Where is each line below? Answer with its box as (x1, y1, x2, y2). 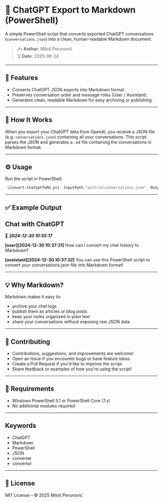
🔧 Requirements (5, 385, 54, 393)
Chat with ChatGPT (5, 220, 65, 228)
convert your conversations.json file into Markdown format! (5, 262, 124, 268)
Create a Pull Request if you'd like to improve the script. (12, 361, 124, 367)
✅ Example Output (5, 203, 62, 212)
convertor (12, 461, 32, 466)
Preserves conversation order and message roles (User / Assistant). (12, 92, 148, 98)
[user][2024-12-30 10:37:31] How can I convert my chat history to (5, 242, 139, 248)
